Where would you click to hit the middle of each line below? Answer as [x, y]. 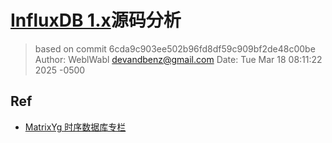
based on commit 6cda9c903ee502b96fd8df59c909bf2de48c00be [175, 48]
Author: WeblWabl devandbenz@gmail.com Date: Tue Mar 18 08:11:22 [178, 59]
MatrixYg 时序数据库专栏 [75, 127]
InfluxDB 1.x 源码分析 [96, 20]
